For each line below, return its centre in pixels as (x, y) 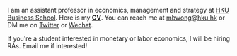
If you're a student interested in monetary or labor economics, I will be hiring (119, 38)
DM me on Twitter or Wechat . (50, 25)
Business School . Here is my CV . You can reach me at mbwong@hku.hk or (116, 17)
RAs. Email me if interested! (47, 46)
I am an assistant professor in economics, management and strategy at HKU (118, 10)
